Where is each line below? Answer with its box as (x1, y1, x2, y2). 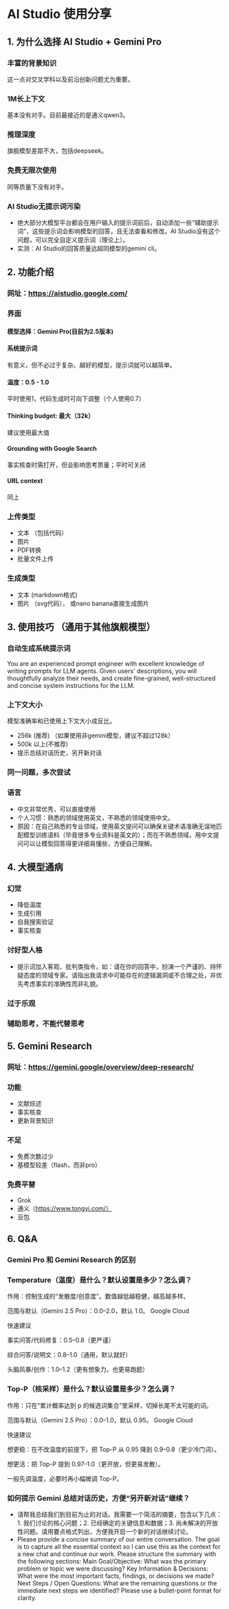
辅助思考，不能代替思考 (7, 1018, 85, 1028)
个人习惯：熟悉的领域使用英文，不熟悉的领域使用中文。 (17, 813, 174, 821)
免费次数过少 (17, 1153, 54, 1161)
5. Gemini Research (7, 1040, 92, 1052)
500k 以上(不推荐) (17, 740, 69, 748)
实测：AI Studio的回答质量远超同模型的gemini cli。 (17, 244, 161, 253)
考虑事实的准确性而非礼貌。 (23, 979, 102, 988)
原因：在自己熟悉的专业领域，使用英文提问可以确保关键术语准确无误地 (17, 822, 217, 830)
